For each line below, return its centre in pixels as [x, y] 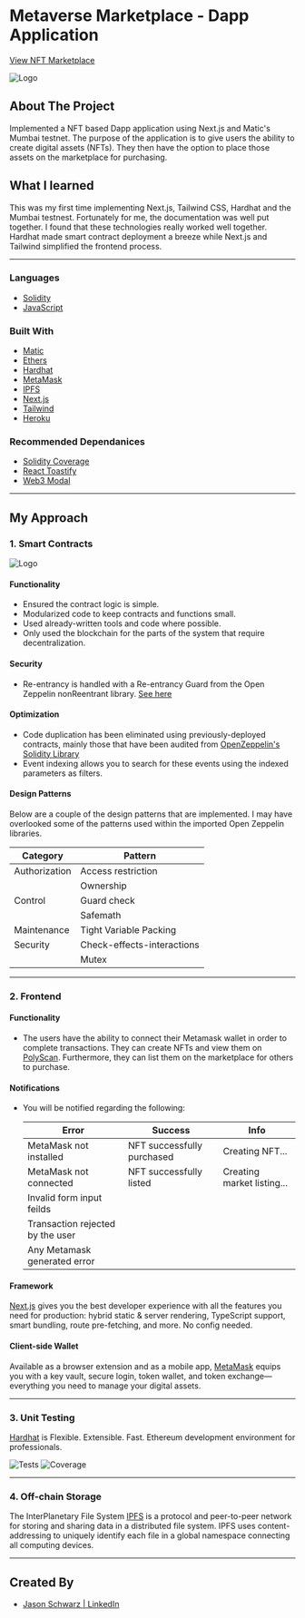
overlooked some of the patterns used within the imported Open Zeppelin [147, 823]
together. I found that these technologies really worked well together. [138, 227]
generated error [61, 1261]
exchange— [250, 1376]
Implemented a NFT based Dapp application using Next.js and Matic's [140, 128]
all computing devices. [52, 1545]
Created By [42, 1582]
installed [45, 1157]
